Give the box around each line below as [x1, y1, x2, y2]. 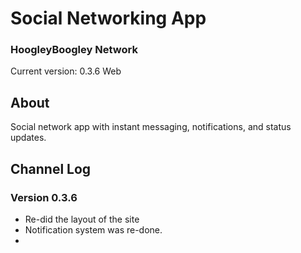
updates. [10, 132, 47, 144]
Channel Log [10, 160, 92, 177]
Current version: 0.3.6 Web [10, 65, 122, 77]
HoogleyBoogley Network [10, 43, 138, 57]
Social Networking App [10, 7, 207, 30]
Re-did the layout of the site [24, 213, 140, 225]
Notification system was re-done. [24, 223, 163, 236]
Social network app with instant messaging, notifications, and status [10, 121, 292, 133]
